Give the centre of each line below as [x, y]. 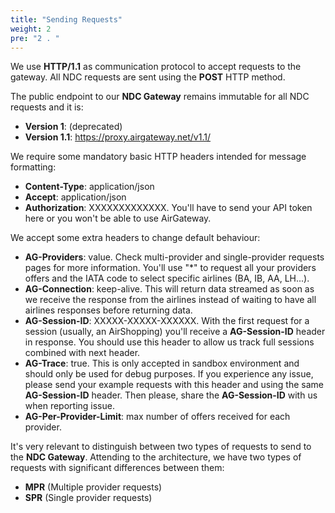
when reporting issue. [69, 406]
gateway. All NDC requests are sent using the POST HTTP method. [148, 77]
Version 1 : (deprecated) [73, 127]
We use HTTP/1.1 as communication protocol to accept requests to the [156, 67]
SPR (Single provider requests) [88, 498]
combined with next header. [82, 353]
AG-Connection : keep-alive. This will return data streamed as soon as [169, 289]
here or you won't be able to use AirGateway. [118, 218]
